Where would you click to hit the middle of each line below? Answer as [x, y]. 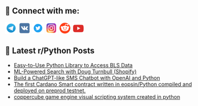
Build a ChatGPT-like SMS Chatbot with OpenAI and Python [87, 77]
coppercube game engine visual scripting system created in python [97, 96]
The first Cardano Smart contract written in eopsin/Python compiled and [103, 84]
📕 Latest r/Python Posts [50, 51]
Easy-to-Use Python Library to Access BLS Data [73, 65]
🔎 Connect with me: [42, 11]
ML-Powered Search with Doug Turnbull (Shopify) [75, 71]
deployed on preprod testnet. [50, 91]
